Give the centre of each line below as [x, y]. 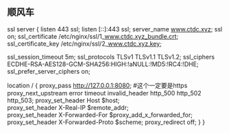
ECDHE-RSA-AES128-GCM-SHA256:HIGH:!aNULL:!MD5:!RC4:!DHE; [103, 64]
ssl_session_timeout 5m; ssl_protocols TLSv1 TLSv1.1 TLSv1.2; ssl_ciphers [111, 57]
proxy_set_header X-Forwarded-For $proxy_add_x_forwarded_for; [100, 115]
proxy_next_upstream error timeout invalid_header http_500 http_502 [104, 93]
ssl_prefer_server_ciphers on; [49, 71]
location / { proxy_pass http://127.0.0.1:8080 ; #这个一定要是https [97, 85]
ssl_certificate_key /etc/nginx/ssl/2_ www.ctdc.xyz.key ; [85, 44]
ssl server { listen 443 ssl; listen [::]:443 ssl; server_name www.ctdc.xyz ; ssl [115, 29]
